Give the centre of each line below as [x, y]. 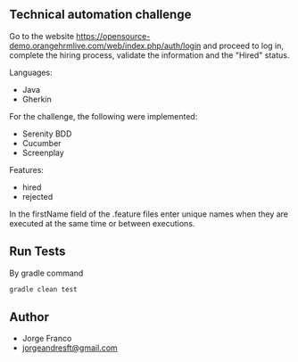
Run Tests [37, 252]
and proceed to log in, [243, 45]
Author [29, 317]
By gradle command [46, 273]
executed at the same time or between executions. [102, 223]
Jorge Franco [47, 339]
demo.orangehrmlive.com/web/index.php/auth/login [105, 45]
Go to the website [41, 36]
